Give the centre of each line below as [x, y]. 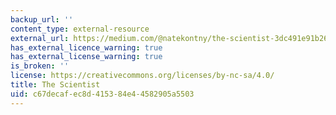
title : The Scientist [55, 85]
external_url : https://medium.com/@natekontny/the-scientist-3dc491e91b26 [169, 38]
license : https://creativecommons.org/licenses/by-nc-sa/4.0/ [142, 76]
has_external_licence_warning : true [86, 47]
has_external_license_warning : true [86, 57]
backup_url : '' [42, 19]
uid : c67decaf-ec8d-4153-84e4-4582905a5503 [102, 94]
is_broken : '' [40, 66]
